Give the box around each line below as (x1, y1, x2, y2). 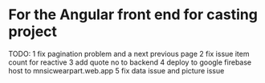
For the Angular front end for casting (8, 6, 259, 24)
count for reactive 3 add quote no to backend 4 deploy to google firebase (8, 57, 251, 67)
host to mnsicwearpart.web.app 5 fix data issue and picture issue (8, 65, 225, 75)
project (8, 22, 58, 41)
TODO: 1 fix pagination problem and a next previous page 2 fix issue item (8, 49, 250, 58)
